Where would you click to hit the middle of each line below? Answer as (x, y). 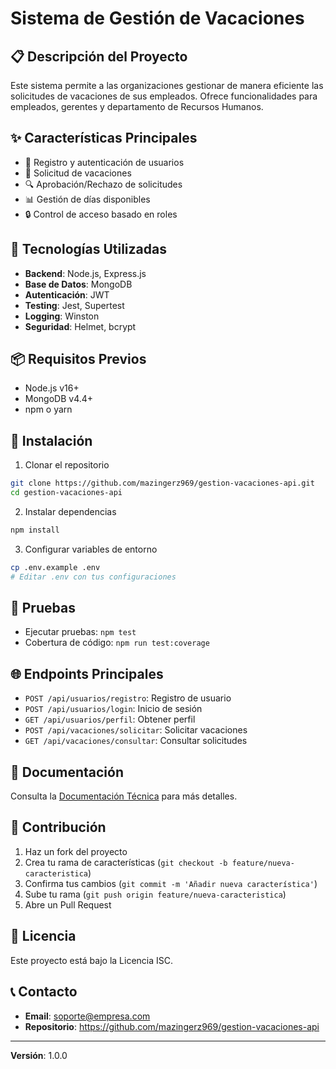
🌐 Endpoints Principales (87, 673)
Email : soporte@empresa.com (87, 1016)
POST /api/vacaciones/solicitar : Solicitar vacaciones (136, 730)
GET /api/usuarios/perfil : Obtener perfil (110, 719)
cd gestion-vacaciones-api (66, 493)
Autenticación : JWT (67, 294)
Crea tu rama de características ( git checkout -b (126, 862)
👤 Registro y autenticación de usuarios (104, 162)
